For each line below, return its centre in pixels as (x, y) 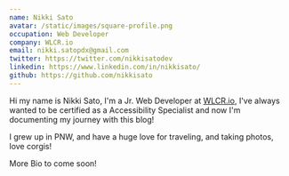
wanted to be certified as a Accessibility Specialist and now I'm (125, 110)
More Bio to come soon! (53, 163)
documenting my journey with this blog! (82, 119)
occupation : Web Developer (59, 34)
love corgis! (31, 146)
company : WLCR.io (41, 42)
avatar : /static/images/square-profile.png (91, 26)
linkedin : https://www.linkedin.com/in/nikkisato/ (105, 68)
